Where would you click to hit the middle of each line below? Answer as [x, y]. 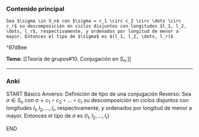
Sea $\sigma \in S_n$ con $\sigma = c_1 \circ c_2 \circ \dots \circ [94, 21]
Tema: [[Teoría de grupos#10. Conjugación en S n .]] [69, 60]
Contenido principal [35, 9]
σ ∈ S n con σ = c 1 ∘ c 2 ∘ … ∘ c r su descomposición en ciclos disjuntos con [97, 101]
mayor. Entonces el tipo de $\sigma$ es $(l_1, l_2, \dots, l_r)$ [90, 37]
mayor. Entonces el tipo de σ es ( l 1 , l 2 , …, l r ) [58, 116]
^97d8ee [17, 48]
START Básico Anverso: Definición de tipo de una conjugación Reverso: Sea [99, 94]
